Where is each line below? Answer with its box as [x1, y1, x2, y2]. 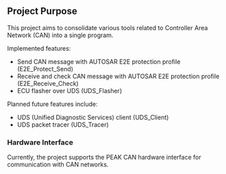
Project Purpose [7, 5, 77, 17]
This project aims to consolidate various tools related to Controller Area [7, 23, 208, 32]
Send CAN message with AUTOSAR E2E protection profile [16, 58, 181, 66]
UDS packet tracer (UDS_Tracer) [16, 120, 110, 129]
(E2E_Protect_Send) [16, 64, 74, 73]
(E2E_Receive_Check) [16, 79, 79, 88]
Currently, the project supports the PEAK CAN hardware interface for [7, 153, 201, 162]
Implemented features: [7, 44, 71, 52]
